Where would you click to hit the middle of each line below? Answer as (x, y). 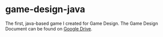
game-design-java (45, 9)
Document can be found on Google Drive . (49, 28)
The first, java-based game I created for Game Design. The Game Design (82, 23)
